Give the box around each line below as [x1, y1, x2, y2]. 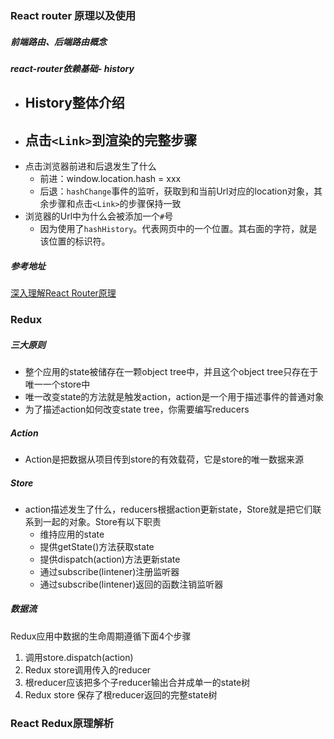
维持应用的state [39, 528, 105, 540]
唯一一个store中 [24, 378, 91, 390]
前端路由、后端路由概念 [10, 35, 107, 47]
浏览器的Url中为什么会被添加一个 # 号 [24, 210, 174, 222]
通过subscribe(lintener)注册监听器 [39, 565, 180, 577]
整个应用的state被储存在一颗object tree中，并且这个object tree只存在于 [24, 365, 319, 377]
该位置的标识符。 [39, 235, 111, 247]
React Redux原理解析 [10, 716, 115, 730]
